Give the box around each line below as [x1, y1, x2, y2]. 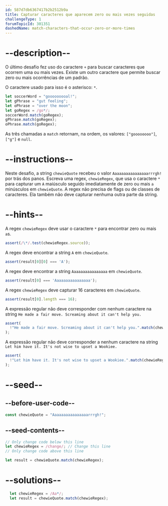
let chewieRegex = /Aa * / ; [9, 491, 64, 496]
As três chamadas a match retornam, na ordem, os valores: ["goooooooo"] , [5, 131, 157, 137]
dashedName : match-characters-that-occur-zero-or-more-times [5, 26, 135, 31]
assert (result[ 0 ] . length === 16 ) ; [5, 296, 77, 301]
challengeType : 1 [5, 16, 41, 21]
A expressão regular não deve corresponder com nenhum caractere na [5, 305, 151, 311]
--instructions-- [5, 153, 73, 165]
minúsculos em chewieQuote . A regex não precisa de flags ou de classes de [5, 186, 160, 192]
